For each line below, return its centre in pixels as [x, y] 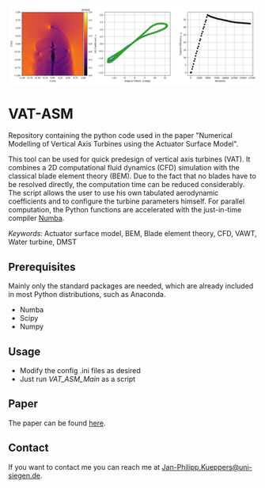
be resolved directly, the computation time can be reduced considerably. [127, 185]
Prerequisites [42, 267]
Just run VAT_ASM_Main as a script [78, 379]
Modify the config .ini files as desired [80, 371]
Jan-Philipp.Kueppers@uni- [207, 467]
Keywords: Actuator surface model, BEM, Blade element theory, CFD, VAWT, [132, 234]
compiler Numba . [36, 218]
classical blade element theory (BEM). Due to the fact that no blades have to [132, 176]
